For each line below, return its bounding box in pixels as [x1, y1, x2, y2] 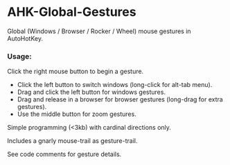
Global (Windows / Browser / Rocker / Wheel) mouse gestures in [7, 27, 192, 35]
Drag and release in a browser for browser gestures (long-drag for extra [17, 95, 223, 104]
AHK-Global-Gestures [7, 4, 136, 20]
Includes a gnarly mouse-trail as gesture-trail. [7, 137, 138, 145]
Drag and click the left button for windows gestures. [17, 88, 166, 97]
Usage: [7, 51, 33, 61]
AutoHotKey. [7, 34, 44, 42]
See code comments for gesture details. [7, 150, 122, 159]
